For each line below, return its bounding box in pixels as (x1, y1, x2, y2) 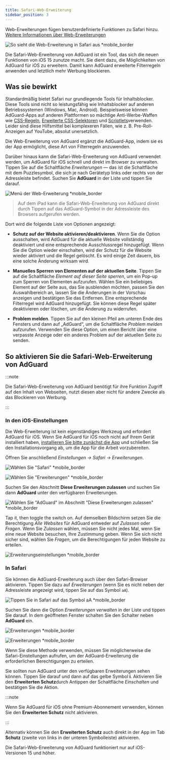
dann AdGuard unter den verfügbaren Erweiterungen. (5, 490, 118, 496)
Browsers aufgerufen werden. (17, 211, 80, 217)
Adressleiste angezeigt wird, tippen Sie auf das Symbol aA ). (5, 587, 129, 593)
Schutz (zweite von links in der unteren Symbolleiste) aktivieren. (5, 735, 141, 741)
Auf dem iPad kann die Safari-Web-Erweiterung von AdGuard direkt (17, 200, 159, 206)
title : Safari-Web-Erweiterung (5, 7, 72, 13)
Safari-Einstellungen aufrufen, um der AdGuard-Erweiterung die (5, 652, 139, 659)
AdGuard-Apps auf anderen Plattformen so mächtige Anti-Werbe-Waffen (5, 112, 157, 118)
